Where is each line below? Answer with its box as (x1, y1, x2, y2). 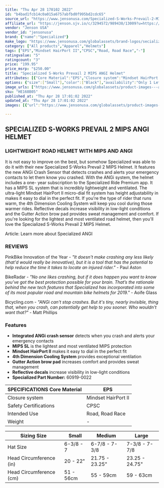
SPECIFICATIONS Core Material (7, 386, 82, 393)
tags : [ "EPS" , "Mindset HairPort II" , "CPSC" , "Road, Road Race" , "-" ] (5, 48, 145, 53)
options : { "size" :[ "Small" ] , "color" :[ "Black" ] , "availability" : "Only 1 (5, 80, 152, 85)
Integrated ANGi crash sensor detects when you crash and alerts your (12, 333, 155, 339)
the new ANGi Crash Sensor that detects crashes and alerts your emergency (5, 169, 159, 175)
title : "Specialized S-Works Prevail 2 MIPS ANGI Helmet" (5, 71, 125, 76)
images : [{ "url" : (5, 103, 41, 108)
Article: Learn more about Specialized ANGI (5, 231, 93, 237)
